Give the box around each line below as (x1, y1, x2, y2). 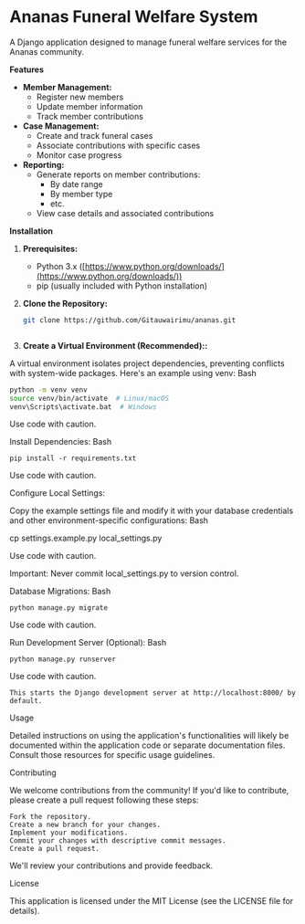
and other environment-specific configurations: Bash (9, 515, 208, 526)
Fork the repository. (9, 813, 92, 822)
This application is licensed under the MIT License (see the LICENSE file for (9, 896, 294, 907)
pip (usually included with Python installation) (36, 280, 208, 291)
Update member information (36, 100, 143, 111)
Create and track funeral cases (36, 130, 153, 141)
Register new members (36, 91, 124, 102)
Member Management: (22, 81, 112, 92)
